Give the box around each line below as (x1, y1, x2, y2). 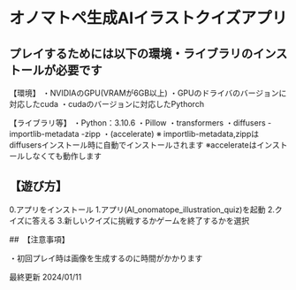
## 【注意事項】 (9, 233, 70, 244)
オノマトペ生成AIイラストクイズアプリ (9, 8, 288, 28)
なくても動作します (32, 151, 102, 161)
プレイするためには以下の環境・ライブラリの (9, 46, 254, 61)
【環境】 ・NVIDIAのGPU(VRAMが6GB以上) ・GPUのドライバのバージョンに (9, 88, 287, 98)
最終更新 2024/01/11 (9, 271, 82, 282)
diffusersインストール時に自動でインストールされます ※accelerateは (9, 140, 257, 150)
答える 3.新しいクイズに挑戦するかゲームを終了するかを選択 (32, 215, 250, 225)
